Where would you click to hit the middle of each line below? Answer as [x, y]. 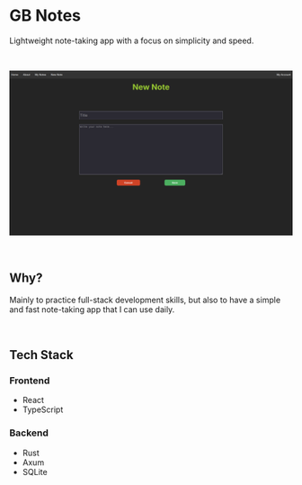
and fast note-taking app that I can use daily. [92, 309]
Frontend [30, 381]
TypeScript [43, 409]
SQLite [35, 472]
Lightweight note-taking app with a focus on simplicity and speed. [132, 40]
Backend [29, 433]
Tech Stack [41, 355]
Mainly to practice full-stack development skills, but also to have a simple [145, 300]
